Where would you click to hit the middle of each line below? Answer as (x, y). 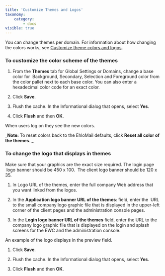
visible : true (20, 28)
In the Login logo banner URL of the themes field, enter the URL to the (85, 220)
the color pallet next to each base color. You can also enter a (74, 82)
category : (24, 19)
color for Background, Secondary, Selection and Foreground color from (86, 77)
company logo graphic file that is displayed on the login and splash (81, 225)
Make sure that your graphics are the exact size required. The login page (80, 164)
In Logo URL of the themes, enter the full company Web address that (83, 184)
